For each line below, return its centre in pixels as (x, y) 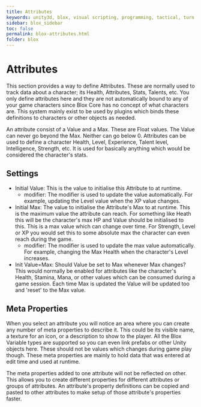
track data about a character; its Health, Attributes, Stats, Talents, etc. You (98, 92)
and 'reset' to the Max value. (50, 290)
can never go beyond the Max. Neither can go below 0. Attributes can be (96, 135)
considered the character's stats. (47, 155)
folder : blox (22, 40)
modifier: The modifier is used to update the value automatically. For (108, 194)
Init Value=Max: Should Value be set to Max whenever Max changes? (100, 264)
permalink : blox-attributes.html (48, 34)
